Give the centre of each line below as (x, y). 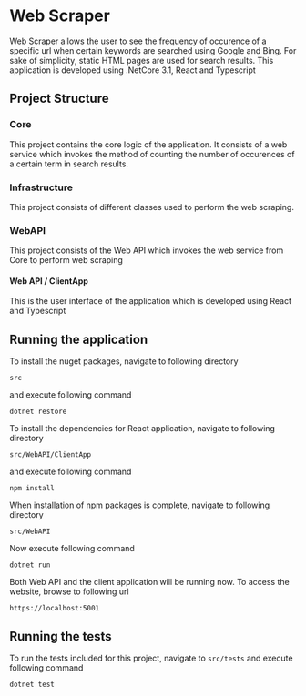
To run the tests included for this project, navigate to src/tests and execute (151, 658)
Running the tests (61, 636)
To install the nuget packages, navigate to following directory (124, 361)
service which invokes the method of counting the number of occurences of (152, 154)
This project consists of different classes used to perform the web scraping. (152, 207)
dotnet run (30, 565)
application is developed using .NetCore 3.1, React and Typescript (133, 70)
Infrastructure (41, 187)
